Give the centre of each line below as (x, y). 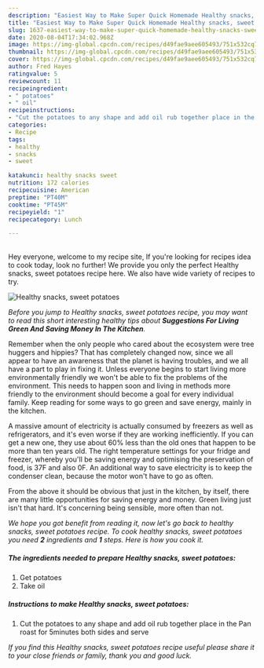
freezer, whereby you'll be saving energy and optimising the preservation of (131, 459)
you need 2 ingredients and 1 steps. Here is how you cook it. (106, 540)
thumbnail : (26, 52)
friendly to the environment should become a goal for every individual (121, 394)
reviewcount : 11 (35, 81)
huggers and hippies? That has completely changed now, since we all (121, 352)
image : (19, 45)
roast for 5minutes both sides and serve (84, 632)
